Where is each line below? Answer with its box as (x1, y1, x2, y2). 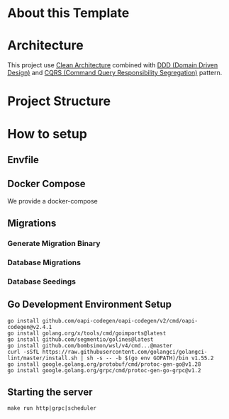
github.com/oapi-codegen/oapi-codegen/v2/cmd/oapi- (42, 317, 199, 324)
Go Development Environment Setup (7, 298, 172, 311)
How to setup (7, 125, 87, 142)
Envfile (7, 154, 39, 166)
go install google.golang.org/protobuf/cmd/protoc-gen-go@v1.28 (7, 360, 201, 368)
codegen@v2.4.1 (7, 323, 52, 330)
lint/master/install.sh (7, 354, 78, 362)
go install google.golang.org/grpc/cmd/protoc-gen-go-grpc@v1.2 (7, 367, 201, 374)
